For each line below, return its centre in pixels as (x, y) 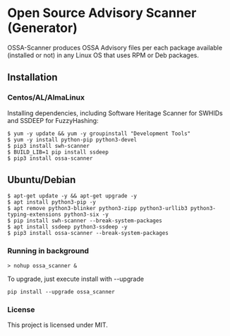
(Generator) (42, 28)
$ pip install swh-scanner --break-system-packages (85, 221)
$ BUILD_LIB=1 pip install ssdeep (58, 152)
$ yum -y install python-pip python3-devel (72, 139)
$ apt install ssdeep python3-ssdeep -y (68, 227)
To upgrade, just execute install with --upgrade (76, 279)
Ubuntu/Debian (42, 180)
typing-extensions (34, 215)
